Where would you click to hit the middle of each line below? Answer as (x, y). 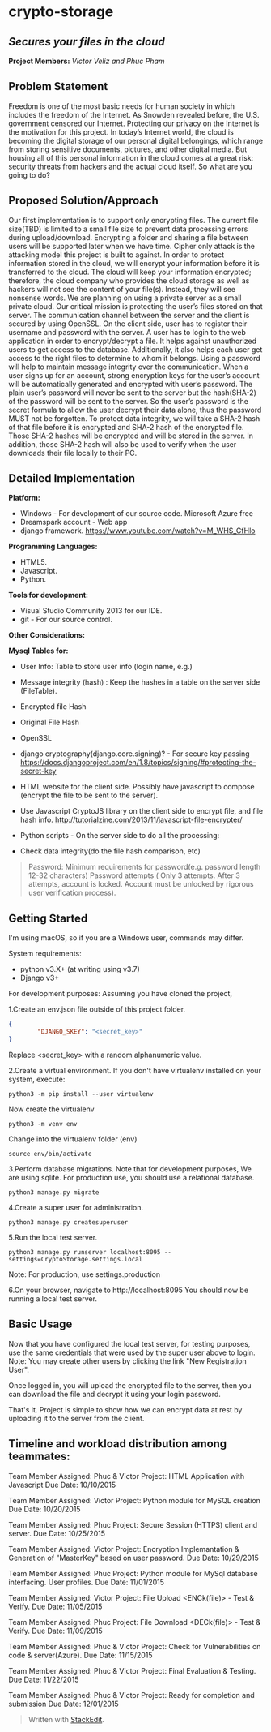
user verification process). (72, 893)
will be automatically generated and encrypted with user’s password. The (131, 384)
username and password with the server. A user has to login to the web (127, 332)
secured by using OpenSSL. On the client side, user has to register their (128, 324)
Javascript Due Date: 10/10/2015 (62, 1485)
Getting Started (48, 918)
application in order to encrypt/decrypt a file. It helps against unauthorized (133, 341)
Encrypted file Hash (53, 707)
